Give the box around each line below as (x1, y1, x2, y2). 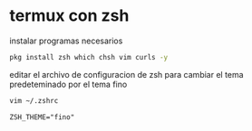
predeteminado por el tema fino (9, 79, 128, 89)
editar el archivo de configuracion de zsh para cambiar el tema (9, 69, 244, 80)
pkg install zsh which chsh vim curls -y (9, 52, 169, 61)
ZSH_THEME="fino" (9, 112, 75, 122)
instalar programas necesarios (9, 35, 123, 46)
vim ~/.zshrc (9, 96, 59, 105)
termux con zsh (9, 5, 130, 26)
